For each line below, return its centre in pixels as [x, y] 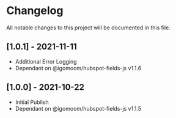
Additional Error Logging [46, 61]
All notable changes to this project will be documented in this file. [89, 28]
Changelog [35, 11]
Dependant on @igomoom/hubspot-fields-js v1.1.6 [78, 68]
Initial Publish [32, 102]
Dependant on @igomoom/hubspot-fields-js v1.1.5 [78, 108]
